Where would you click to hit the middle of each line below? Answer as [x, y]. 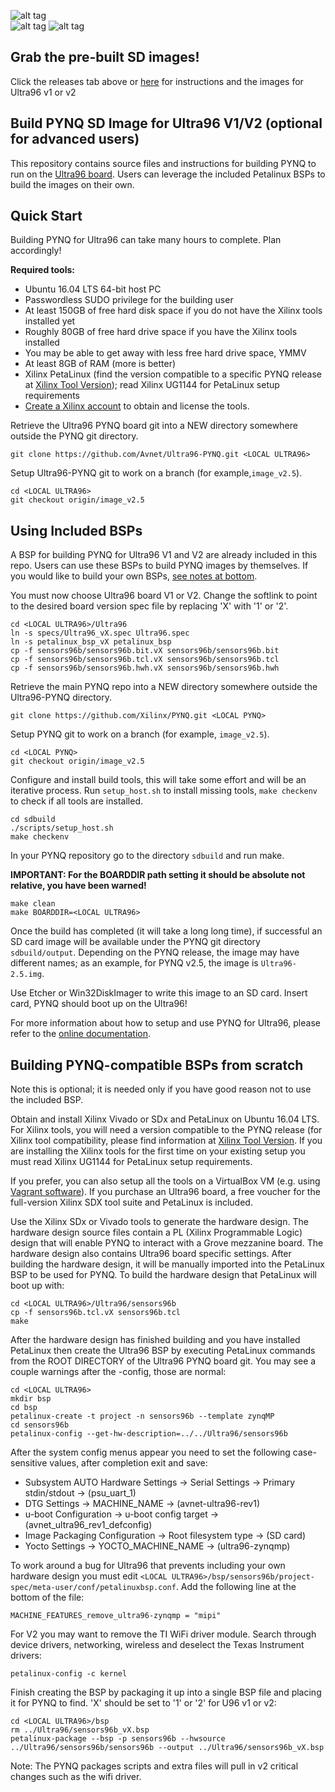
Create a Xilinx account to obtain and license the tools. [137, 406]
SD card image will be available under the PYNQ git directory [135, 942]
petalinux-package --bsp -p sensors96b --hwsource [118, 1739]
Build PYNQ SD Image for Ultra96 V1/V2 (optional [166, 123]
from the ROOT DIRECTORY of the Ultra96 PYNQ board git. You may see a [163, 1361]
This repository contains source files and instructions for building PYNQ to [163, 163]
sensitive [29, 1463]
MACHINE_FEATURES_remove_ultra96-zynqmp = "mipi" [116, 1616]
